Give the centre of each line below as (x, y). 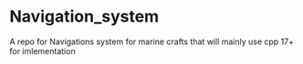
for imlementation (42, 50)
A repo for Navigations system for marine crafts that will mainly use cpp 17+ (152, 41)
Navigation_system (84, 17)
